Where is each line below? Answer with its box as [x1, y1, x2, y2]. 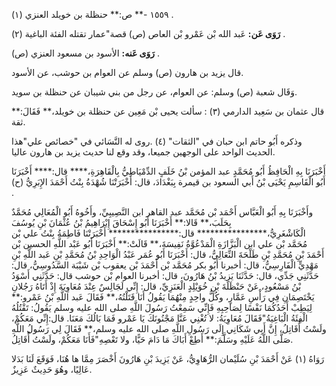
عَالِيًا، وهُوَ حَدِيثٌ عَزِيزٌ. [11, 364, 93, 375]
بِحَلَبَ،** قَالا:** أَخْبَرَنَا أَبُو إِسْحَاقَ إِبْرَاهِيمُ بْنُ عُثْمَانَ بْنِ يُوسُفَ [11, 217, 232, 228]
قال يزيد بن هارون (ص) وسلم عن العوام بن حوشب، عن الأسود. [11, 67, 244, 78]
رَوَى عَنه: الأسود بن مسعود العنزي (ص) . [11, 47, 161, 59]
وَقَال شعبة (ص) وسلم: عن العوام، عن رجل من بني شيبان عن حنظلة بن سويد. [11, 86, 298, 98]
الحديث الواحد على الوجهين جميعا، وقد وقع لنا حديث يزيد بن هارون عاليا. [11, 146, 276, 158]
